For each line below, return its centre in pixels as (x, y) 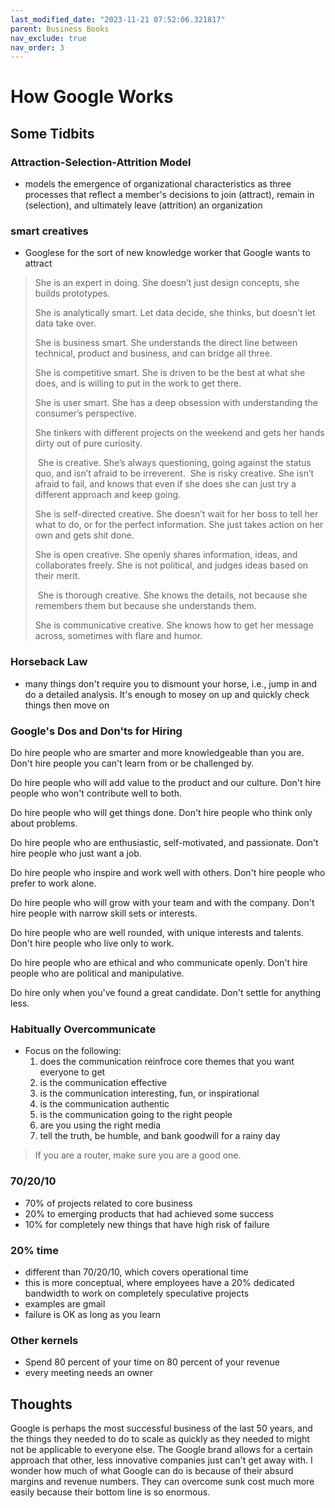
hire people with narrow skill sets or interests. (104, 913)
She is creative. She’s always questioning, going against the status (174, 463)
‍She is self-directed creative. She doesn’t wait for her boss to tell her (176, 514)
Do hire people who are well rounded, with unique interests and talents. (157, 933)
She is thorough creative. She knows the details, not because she (172, 595)
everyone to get (72, 1072)
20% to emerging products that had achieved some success (149, 1213)
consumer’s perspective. (85, 413)
